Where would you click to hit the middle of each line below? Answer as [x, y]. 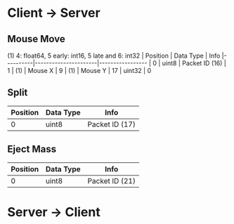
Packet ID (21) [111, 180]
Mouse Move [36, 39]
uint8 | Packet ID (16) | [194, 63]
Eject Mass [32, 149]
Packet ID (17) [111, 124]
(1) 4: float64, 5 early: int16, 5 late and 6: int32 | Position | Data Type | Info [114, 55]
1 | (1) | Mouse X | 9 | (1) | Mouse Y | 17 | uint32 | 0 [79, 71]
